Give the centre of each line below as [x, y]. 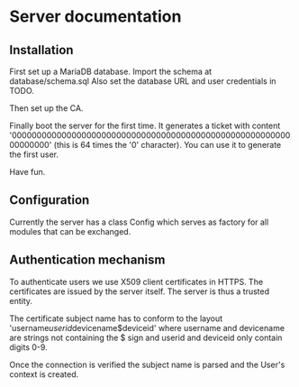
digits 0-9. [28, 347]
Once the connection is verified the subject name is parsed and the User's [147, 364]
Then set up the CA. [46, 108]
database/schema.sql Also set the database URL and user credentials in [143, 81]
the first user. [34, 154]
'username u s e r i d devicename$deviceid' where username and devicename [147, 327]
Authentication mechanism [87, 260]
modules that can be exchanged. [70, 231]
